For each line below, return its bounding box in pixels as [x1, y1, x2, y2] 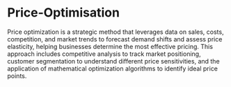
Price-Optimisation [7, 5, 120, 21]
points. [7, 71, 27, 80]
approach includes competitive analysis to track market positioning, [7, 50, 201, 58]
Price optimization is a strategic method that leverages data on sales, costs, [7, 28, 224, 36]
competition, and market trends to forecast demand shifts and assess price [7, 35, 223, 43]
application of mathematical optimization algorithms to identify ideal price [7, 64, 218, 72]
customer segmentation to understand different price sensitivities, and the [7, 57, 221, 65]
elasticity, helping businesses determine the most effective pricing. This [7, 42, 214, 50]
